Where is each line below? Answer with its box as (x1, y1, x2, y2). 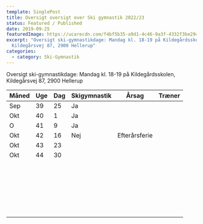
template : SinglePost (6, 8, 61, 15)
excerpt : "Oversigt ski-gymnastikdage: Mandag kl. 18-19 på (6, 37, 161, 43)
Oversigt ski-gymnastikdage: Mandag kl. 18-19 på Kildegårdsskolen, (6, 70, 176, 77)
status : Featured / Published (6, 20, 83, 26)
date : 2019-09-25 (6, 25, 50, 32)
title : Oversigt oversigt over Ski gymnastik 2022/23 (6, 15, 145, 21)
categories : (6, 48, 36, 54)
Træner (158, 91, 180, 100)
